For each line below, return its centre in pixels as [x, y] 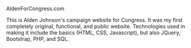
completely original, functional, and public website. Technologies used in [96, 26]
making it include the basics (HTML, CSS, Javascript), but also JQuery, [93, 33]
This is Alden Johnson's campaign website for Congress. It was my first [95, 20]
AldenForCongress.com [35, 9]
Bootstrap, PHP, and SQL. [38, 39]
